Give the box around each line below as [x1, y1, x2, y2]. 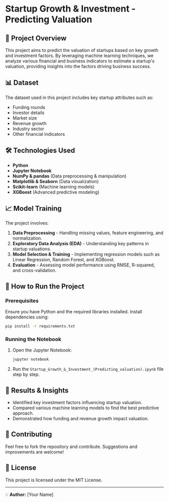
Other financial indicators [12, 131, 65, 137]
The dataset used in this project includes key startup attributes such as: [5, 94, 153, 100]
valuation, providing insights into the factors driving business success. [5, 64, 151, 69]
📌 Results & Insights [5, 386, 69, 395]
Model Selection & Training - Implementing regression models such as [12, 251, 160, 257]
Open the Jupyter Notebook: [12, 347, 72, 353]
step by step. [12, 371, 40, 377]
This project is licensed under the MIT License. [5, 477, 103, 483]
